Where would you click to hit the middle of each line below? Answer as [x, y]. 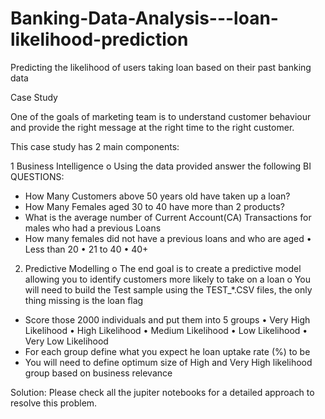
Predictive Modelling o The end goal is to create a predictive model [163, 268]
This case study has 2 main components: [95, 146]
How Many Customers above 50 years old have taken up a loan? [157, 196]
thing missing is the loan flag [84, 300]
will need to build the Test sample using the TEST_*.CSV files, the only [168, 289]
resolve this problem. [54, 403]
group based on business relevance [98, 373]
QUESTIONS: [37, 176]
